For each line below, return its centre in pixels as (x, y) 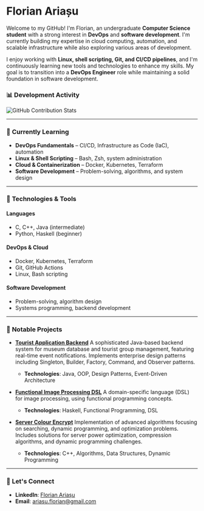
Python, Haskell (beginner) (49, 233)
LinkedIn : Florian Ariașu (45, 495)
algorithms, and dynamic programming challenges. (79, 442)
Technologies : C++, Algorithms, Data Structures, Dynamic (97, 453)
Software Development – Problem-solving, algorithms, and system (99, 171)
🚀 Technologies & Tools (42, 199)
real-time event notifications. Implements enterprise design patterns (100, 356)
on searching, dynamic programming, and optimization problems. (97, 429)
